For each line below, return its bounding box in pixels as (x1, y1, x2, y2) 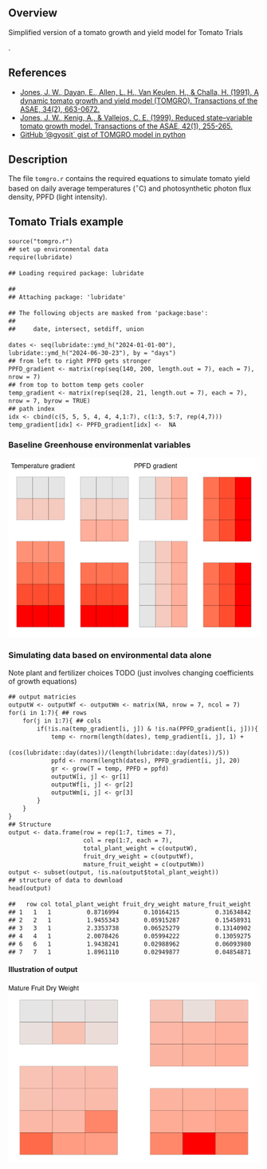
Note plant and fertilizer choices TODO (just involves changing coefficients (8, 667, 254, 677)
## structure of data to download (8, 876, 124, 884)
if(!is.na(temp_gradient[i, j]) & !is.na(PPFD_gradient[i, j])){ (37, 725, 259, 733)
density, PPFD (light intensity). (8, 192, 108, 202)
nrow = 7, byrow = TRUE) (8, 396, 91, 405)
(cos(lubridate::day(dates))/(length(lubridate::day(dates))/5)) (8, 749, 230, 757)
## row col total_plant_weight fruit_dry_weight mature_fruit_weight (8, 900, 251, 908)
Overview (8, 6, 58, 20)
